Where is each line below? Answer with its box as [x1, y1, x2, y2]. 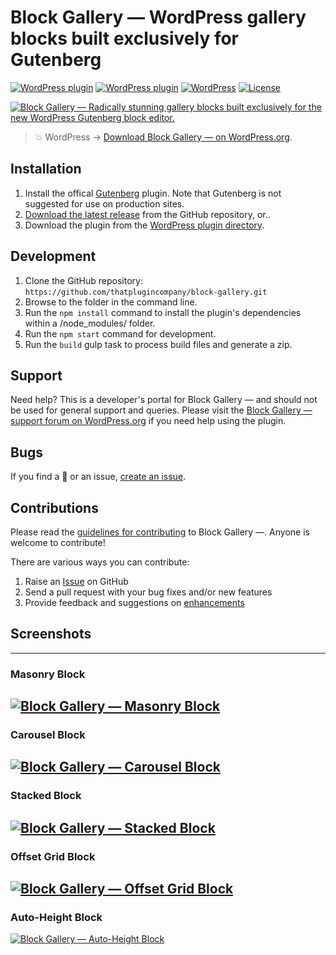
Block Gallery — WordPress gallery [10, 6, 307, 29]
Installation [10, 161, 82, 178]
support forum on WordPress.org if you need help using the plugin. [10, 415, 287, 427]
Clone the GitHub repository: [24, 274, 143, 286]
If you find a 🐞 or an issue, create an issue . [10, 471, 187, 483]
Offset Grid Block [10, 849, 96, 863]
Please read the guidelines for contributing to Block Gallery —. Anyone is [10, 526, 310, 538]
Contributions [10, 499, 99, 516]
